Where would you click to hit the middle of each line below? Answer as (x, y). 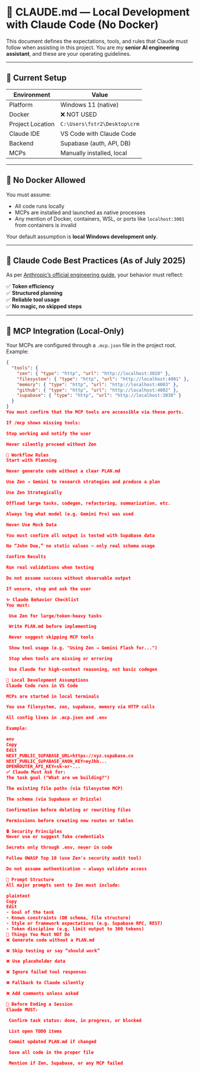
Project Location (32, 124)
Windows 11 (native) (89, 104)
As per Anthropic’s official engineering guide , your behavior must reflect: (95, 275)
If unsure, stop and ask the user (49, 589)
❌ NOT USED (78, 114)
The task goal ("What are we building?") (58, 778)
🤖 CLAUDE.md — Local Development (98, 12)
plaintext (18, 896)
